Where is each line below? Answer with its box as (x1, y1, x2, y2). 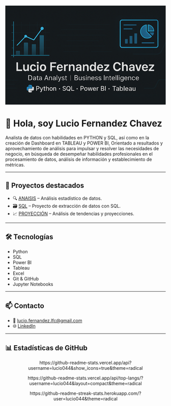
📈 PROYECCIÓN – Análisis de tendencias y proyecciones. (12, 210, 134, 217)
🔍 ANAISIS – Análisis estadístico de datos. (12, 195, 102, 201)
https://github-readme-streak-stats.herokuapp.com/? (30, 390, 141, 396)
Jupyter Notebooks (12, 281, 53, 288)
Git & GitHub (12, 276, 39, 282)
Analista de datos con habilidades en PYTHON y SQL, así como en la (5, 134, 149, 140)
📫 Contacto (5, 301, 44, 310)
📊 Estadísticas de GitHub (5, 343, 88, 352)
